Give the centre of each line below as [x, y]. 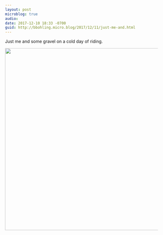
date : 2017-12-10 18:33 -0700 [36, 23]
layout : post [18, 9]
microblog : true [21, 14]
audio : [12, 18]
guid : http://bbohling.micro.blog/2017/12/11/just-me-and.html [70, 28]
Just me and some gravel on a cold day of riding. [54, 41]
